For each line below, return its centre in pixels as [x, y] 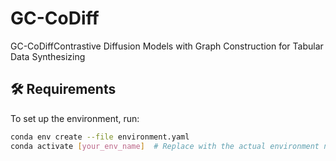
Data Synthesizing [48, 56]
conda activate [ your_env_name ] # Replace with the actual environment [165, 146]
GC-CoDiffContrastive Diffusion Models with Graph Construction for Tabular [167, 46]
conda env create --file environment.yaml [100, 137]
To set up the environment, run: [75, 118]
